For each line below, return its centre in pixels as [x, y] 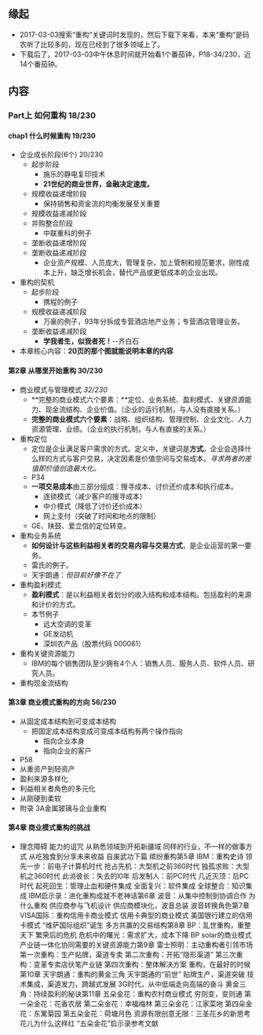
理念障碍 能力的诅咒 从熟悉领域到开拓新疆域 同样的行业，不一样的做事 [132, 846]
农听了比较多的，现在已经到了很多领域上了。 [92, 44]
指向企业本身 [64, 740]
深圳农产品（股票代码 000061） [94, 644]
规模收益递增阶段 [59, 194]
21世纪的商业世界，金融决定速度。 [99, 184]
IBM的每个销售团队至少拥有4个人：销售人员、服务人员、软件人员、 [140, 663]
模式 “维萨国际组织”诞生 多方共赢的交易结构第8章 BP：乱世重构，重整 [139, 925]
